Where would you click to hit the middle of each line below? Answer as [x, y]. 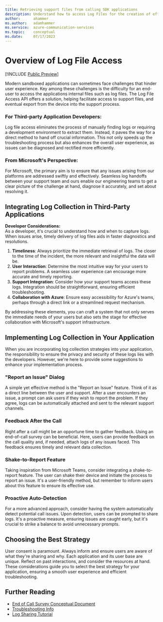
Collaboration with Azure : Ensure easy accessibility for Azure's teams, [83, 297]
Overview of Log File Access [64, 61]
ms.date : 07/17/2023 [30, 37]
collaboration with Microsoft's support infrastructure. [58, 322]
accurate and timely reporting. [42, 277]
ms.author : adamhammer [30, 23]
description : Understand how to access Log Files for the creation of [78, 14]
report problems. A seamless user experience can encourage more [79, 272]
